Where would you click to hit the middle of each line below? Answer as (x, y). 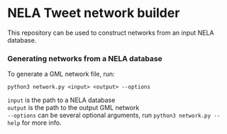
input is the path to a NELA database (61, 100)
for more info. (41, 123)
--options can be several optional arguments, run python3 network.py (109, 116)
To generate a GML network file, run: (61, 74)
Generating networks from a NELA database (85, 58)
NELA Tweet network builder (94, 13)
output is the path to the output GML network (73, 108)
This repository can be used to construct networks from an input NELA (111, 33)
